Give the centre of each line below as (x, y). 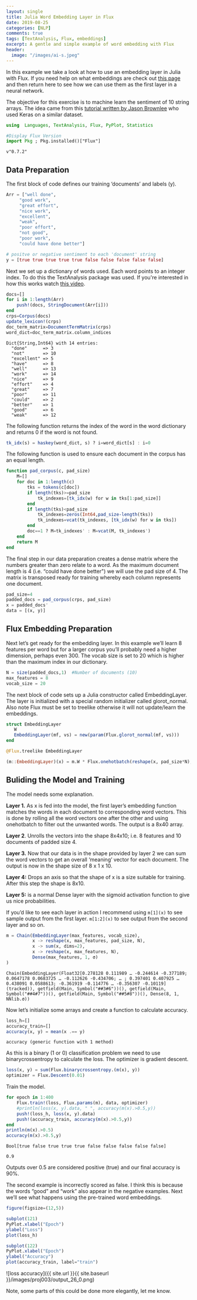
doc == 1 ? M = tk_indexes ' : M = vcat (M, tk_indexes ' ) (89, 531)
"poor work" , (35, 238)
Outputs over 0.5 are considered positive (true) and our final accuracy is (93, 1167)
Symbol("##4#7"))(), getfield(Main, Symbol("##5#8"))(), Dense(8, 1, (93, 994)
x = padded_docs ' (27, 605)
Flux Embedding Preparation (59, 629)
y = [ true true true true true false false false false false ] (85, 260)
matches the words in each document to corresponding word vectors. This (96, 812)
